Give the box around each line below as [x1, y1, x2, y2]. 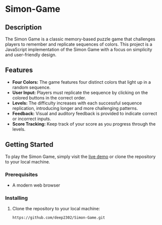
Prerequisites [5, 171, 38, 178]
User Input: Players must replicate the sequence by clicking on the [12, 90, 148, 96]
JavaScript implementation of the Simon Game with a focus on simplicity [5, 47, 153, 52]
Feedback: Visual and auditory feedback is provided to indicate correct [12, 110, 158, 116]
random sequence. [12, 84, 51, 90]
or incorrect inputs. [12, 116, 52, 122]
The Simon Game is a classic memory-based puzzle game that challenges [5, 36, 156, 42]
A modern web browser [12, 182, 61, 188]
